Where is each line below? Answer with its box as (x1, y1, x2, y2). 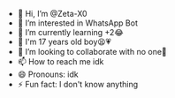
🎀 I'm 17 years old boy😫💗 (17, 36, 112, 47)
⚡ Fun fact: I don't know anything (17, 79, 139, 89)
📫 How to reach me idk (17, 57, 104, 66)
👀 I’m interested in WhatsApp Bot (17, 18, 139, 28)
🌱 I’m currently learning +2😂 (17, 27, 124, 37)
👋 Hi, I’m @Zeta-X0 (17, 9, 87, 19)
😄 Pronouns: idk (17, 69, 79, 79)
